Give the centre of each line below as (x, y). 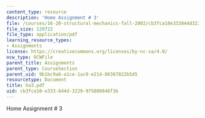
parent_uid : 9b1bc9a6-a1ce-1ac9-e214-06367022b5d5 (72, 74)
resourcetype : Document (37, 80)
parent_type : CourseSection (42, 68)
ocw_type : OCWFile (30, 57)
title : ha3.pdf (26, 86)
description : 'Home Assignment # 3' (53, 18)
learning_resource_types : (39, 40)
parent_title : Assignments (41, 63)
